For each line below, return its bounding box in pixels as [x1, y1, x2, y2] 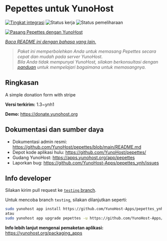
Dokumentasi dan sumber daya [5, 125, 104, 134]
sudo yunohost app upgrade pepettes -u [5, 216, 88, 221]
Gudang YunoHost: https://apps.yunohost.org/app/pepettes [12, 155, 135, 161]
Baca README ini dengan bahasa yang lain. [5, 38, 96, 45]
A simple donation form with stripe [5, 91, 76, 97]
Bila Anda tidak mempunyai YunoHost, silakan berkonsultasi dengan [17, 59, 159, 65]
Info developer [5, 174, 51, 182]
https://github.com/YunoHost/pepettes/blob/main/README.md [12, 144, 142, 150]
